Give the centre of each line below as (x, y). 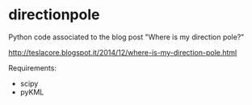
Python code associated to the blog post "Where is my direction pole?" (126, 37)
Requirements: (32, 68)
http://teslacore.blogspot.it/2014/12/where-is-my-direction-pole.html (123, 52)
